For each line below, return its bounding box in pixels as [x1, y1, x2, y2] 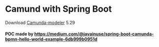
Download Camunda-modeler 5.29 [5, 20, 75, 25]
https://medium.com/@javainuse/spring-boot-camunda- [34, 31, 154, 37]
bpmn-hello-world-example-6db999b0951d [5, 36, 98, 42]
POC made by [5, 31, 33, 37]
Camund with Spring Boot [5, 3, 112, 15]
